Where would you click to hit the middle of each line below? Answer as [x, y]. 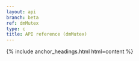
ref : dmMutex [23, 23]
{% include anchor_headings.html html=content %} [70, 51]
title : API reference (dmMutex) [47, 34]
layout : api [21, 12]
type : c [16, 29]
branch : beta [23, 18]
